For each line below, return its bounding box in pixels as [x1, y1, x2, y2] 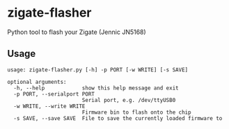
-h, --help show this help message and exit [13, 85, 179, 92]
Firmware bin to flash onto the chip [81, 109, 191, 116]
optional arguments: [7, 78, 68, 85]
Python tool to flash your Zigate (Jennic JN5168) [7, 28, 146, 36]
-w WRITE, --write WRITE [13, 103, 86, 110]
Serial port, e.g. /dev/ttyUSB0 [81, 96, 176, 103]
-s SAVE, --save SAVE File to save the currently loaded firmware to [13, 114, 223, 122]
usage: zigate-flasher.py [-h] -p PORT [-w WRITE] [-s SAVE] [7, 66, 189, 74]
